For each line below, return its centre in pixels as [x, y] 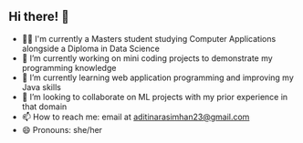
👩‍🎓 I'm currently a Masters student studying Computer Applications [149, 38]
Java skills [41, 87]
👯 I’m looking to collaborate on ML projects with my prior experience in [155, 97]
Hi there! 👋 [39, 17]
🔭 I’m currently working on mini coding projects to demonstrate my [147, 58]
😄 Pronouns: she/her [62, 129]
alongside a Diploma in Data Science [91, 48]
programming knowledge [69, 67]
